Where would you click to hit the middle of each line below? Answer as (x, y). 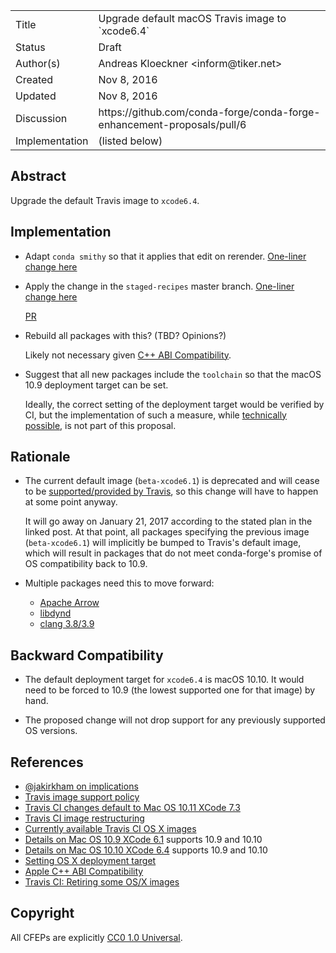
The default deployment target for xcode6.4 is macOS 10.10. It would (164, 680)
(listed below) (130, 141)
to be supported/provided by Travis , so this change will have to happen (171, 491)
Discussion (41, 118)
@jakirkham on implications (81, 786)
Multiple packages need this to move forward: (119, 583)
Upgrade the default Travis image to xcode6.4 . (105, 200)
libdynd (55, 613)
